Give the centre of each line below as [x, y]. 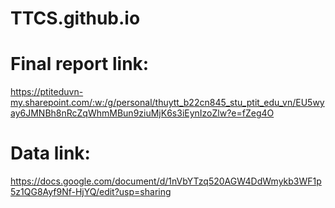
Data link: [50, 153]
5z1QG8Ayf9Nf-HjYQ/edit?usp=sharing [91, 192]
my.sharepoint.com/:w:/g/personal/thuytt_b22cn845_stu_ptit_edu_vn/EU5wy [167, 103]
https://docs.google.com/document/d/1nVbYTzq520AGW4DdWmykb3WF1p [166, 181]
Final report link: [80, 64]
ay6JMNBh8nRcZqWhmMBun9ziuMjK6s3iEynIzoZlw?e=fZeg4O [142, 113]
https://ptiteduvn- [47, 92]
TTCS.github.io [75, 18]
